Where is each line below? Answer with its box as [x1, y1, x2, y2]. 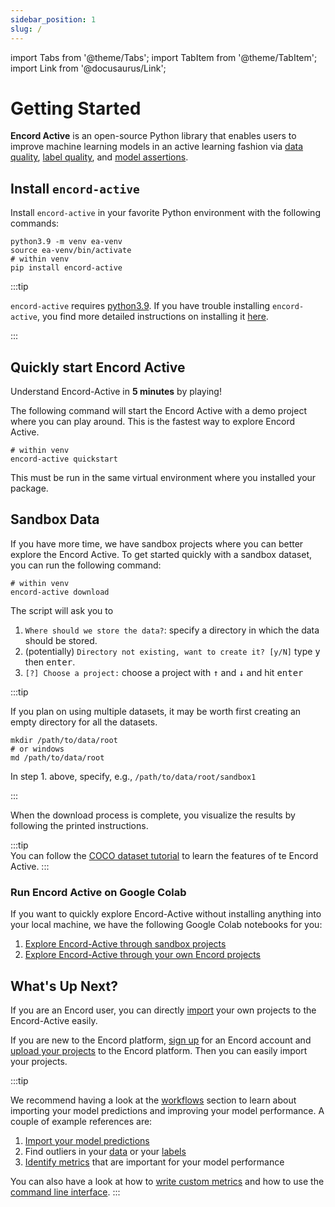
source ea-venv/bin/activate [10, 246, 132, 256]
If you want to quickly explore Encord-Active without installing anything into [10, 908, 322, 920]
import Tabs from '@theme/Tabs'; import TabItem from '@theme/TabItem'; [10, 51, 318, 63]
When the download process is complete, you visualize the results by [10, 809, 296, 821]
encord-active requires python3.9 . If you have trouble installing [10, 300, 271, 312]
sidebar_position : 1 [10, 14, 97, 25]
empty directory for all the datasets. [10, 716, 158, 728]
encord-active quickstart [10, 454, 118, 465]
